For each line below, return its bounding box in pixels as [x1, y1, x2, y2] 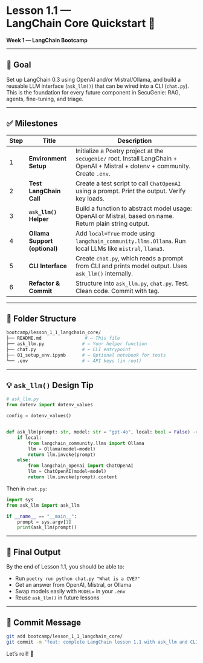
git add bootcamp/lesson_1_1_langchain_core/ [6, 633, 123, 639]
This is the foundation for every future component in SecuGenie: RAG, [6, 88, 181, 96]
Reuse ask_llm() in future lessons [14, 594, 100, 601]
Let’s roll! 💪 [6, 650, 34, 657]
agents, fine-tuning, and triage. [6, 95, 84, 102]
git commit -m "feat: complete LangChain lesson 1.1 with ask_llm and [6, 639, 188, 645]
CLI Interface [28, 262, 68, 270]
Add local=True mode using [75, 229, 155, 237]
